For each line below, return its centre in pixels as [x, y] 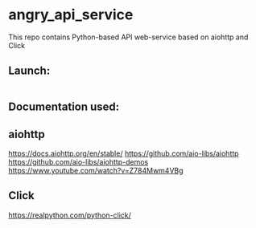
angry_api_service [71, 15]
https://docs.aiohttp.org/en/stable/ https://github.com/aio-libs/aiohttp [124, 153]
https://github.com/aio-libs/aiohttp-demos [78, 161]
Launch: [29, 71]
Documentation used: [64, 107]
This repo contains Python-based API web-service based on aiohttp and [128, 37]
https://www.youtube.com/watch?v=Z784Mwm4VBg [96, 170]
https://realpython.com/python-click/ [70, 215]
